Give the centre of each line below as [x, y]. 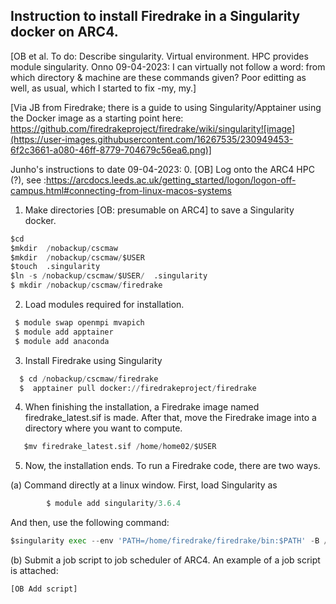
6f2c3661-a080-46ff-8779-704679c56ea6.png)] [111, 150]
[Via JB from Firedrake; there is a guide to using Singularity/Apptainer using [166, 107]
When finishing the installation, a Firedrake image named [142, 407]
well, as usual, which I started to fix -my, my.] [103, 88]
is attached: [34, 571]
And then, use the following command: [90, 523]
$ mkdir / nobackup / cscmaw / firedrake [86, 285]
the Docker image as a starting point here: [97, 118]
